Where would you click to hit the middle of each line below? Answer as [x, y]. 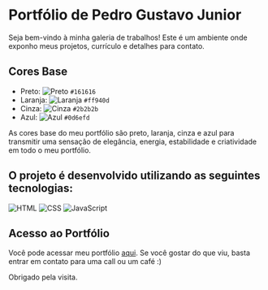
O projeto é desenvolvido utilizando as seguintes [134, 176]
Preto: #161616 [58, 91]
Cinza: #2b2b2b [59, 108]
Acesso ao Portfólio [59, 233]
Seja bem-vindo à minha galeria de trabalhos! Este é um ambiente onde [128, 37]
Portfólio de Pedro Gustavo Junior [125, 15]
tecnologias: [41, 188]
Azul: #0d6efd [55, 117]
